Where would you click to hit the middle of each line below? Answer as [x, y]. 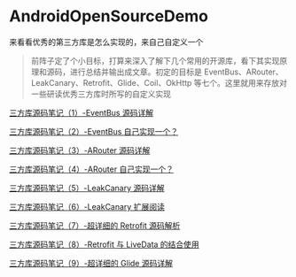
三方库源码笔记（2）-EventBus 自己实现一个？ [94, 131]
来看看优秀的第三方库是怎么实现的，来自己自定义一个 [106, 42]
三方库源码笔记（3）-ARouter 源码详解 [80, 150]
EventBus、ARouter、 [243, 72]
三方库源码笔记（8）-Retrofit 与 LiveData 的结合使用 [104, 244]
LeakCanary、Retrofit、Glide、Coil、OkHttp [111, 82]
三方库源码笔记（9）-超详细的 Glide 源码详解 [91, 263]
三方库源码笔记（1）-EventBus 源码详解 [81, 112]
